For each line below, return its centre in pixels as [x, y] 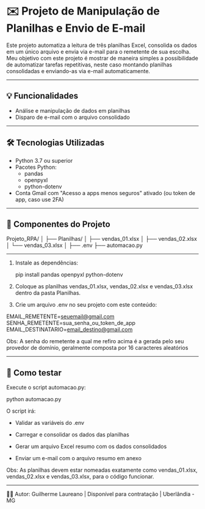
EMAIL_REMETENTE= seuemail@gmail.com [60, 316]
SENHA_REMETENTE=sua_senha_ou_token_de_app [71, 323]
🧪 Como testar [34, 373]
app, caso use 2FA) [39, 199]
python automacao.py [34, 399]
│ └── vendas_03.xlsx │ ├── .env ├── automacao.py [75, 245]
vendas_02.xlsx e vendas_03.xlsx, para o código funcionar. [80, 477]
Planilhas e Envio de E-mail [76, 28]
